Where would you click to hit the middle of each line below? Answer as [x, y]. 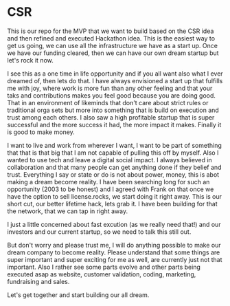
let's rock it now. [30, 60]
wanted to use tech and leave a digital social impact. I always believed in [110, 160]
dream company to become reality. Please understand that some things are [114, 252]
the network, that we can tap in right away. [68, 211]
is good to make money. [41, 132]
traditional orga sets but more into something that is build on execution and [113, 110]
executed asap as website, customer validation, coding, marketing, [102, 274]
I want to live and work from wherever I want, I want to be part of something [114, 145]
